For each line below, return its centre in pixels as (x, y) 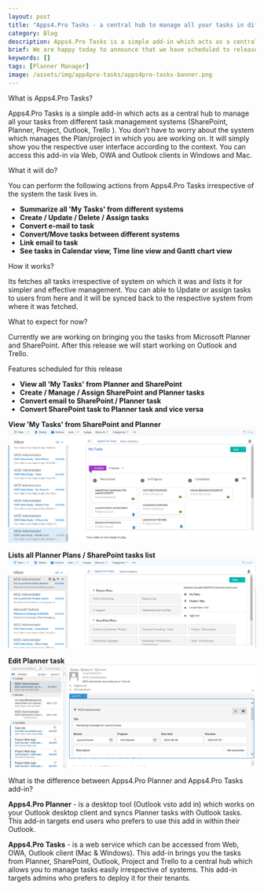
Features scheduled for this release (66, 369)
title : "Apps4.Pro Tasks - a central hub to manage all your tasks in (126, 25)
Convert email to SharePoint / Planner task (90, 400)
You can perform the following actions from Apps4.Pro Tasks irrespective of (131, 186)
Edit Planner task (37, 661)
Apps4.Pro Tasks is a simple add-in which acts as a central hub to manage (129, 113)
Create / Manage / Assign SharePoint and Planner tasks (112, 392)
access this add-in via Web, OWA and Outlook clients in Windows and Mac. (130, 155)
